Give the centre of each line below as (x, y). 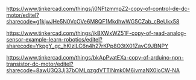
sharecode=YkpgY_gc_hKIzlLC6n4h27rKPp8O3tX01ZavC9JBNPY (87, 46)
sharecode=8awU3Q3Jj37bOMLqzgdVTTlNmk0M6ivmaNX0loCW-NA (93, 70)
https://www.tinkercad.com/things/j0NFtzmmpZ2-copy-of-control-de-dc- (98, 9)
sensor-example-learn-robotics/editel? (54, 39)
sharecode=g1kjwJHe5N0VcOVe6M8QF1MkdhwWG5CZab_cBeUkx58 (93, 21)
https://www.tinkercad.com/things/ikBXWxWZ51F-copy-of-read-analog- (96, 33)
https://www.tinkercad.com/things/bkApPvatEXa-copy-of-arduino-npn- (95, 57)
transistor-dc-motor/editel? (40, 64)
